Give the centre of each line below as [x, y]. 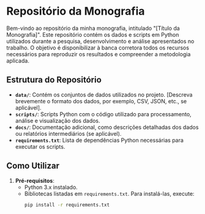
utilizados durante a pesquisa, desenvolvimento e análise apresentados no [100, 41]
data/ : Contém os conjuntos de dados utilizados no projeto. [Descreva [104, 94]
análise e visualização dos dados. [58, 120]
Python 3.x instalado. [51, 187]
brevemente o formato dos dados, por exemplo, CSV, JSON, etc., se [101, 101]
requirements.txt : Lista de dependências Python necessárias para [99, 140]
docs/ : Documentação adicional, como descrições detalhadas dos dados [107, 127]
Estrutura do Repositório [54, 80]
